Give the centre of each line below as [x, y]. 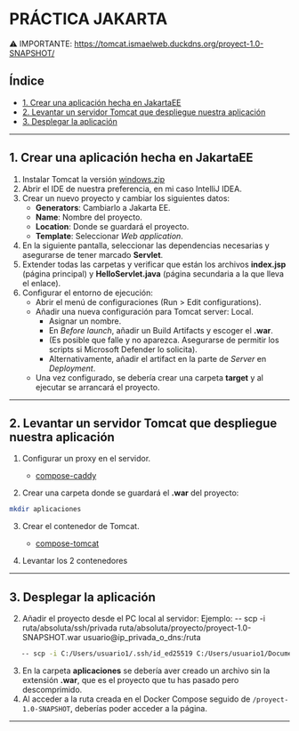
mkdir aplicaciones [45, 510]
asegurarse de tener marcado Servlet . [93, 254]
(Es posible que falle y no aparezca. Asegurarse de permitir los [164, 340]
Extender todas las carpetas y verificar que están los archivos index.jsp [154, 264]
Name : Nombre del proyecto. [89, 217]
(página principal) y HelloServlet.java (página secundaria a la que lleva [153, 273]
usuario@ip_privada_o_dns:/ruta [142, 638]
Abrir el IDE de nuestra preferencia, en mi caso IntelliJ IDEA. [132, 189]
